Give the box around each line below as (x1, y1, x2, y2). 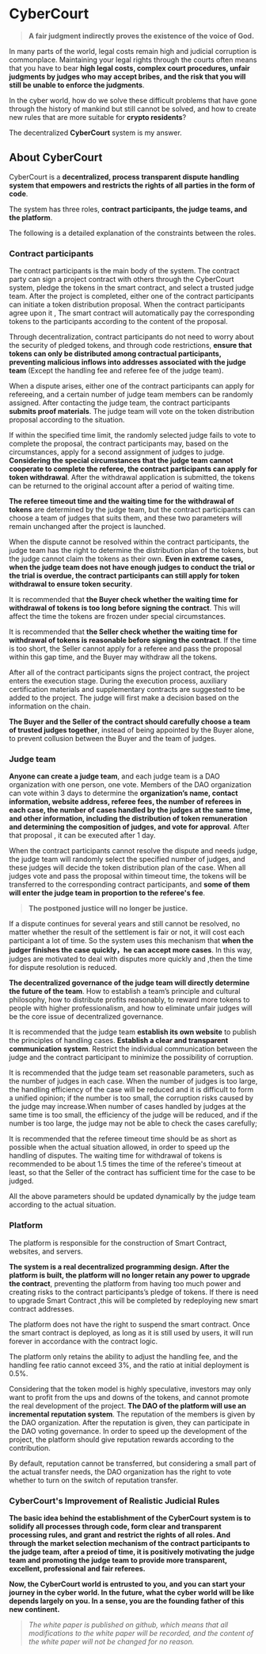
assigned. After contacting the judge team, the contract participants (9, 398, 230, 408)
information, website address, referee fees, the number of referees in (9, 797, 242, 806)
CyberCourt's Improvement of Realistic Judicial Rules (9, 1495, 220, 1506)
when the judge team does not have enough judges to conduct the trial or (9, 562, 256, 572)
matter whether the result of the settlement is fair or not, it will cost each (9, 927, 245, 937)
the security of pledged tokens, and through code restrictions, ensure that (9, 341, 253, 350)
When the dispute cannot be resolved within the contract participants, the (9, 537, 250, 547)
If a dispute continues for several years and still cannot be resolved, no (9, 919, 241, 929)
